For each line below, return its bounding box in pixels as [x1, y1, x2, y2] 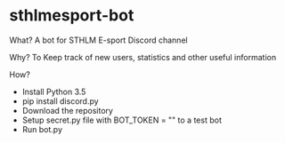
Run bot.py [21, 123, 63, 134]
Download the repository [21, 105, 114, 115]
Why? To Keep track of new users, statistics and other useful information [9, 52, 277, 62]
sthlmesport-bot [9, 5, 134, 26]
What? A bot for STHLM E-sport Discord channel [9, 35, 189, 45]
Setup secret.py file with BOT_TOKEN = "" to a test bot [21, 115, 223, 125]
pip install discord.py [21, 95, 100, 107]
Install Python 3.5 [21, 86, 86, 97]
